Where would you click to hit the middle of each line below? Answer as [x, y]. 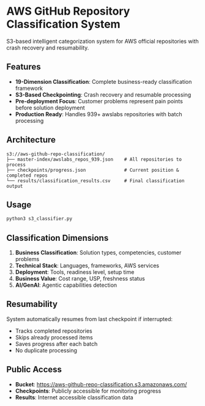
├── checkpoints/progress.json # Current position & [93, 170]
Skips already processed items [54, 337]
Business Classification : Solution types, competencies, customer [98, 253]
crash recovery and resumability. [48, 48]
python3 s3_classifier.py [39, 219]
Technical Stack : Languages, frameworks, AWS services [87, 266]
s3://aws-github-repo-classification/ [56, 154]
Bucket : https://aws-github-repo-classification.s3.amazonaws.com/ [101, 384]
